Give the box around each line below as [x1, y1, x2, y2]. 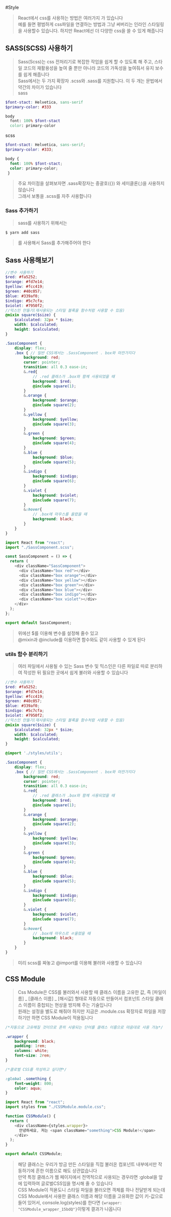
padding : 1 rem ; [14, 1043, 47, 1049]
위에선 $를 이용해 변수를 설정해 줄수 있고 [17, 630, 99, 636]
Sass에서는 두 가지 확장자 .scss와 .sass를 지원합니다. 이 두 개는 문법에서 [17, 78, 163, 84]
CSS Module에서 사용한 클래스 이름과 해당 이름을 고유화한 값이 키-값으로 [17, 1193, 163, 1200]
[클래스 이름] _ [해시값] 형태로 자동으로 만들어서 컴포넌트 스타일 [28, 995, 154, 1001]
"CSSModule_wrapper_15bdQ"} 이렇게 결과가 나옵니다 [17, 1206, 121, 1212]
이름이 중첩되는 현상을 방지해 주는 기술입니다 [23, 1001, 112, 1008]
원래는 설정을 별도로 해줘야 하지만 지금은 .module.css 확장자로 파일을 [17, 1008, 157, 1014]
